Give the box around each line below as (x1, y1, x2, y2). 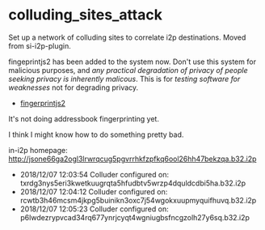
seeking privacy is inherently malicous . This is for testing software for (8, 74, 241, 83)
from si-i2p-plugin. (8, 40, 71, 50)
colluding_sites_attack (8, 6, 163, 24)
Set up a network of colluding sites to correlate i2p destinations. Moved (8, 32, 246, 42)
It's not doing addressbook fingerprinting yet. (8, 113, 160, 123)
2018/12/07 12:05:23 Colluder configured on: (19, 204, 169, 214)
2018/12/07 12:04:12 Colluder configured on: (19, 186, 168, 196)
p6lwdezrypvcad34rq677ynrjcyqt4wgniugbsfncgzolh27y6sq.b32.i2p (19, 212, 250, 222)
